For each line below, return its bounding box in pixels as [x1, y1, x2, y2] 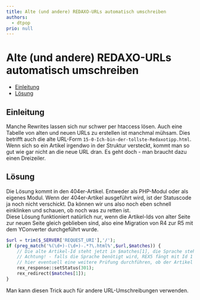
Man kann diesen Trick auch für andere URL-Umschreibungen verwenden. [6, 287, 189, 294]
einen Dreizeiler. [6, 154, 46, 162]
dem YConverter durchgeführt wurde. [6, 225, 99, 233]
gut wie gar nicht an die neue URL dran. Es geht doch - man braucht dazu [6, 149, 187, 155]
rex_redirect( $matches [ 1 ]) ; [17, 271, 86, 277]
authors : [6, 14, 28, 20]
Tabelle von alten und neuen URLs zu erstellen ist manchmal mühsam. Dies [6, 129, 190, 136]
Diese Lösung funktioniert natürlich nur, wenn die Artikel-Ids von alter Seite [6, 213, 190, 220]
